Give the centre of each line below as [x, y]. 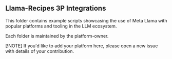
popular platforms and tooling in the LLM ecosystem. [61, 26]
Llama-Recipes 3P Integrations [56, 8]
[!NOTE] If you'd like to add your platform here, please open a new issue [82, 46]
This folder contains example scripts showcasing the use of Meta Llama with [86, 20]
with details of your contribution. [40, 51]
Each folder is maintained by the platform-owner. [57, 36]
